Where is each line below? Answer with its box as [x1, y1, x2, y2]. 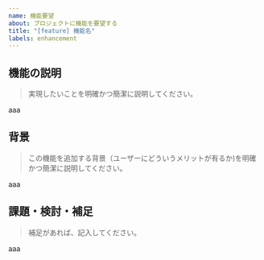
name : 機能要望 [8, 11, 55, 20]
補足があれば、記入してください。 [27, 227, 141, 237]
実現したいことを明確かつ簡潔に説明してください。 [27, 89, 197, 99]
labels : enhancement [8, 34, 78, 43]
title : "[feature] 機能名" [8, 27, 95, 35]
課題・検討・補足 [8, 204, 93, 218]
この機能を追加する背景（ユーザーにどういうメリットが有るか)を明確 [27, 153, 257, 163]
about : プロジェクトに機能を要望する [8, 19, 118, 27]
